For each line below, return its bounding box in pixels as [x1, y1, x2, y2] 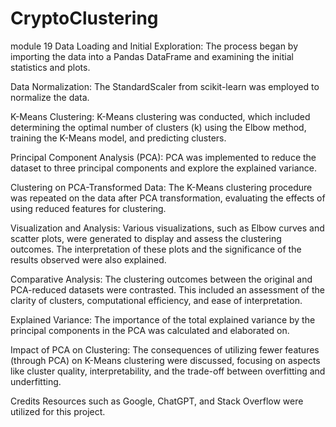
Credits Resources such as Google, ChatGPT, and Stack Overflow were [10, 395, 304, 407]
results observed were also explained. [10, 253, 167, 266]
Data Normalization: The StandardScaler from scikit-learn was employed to [10, 80, 320, 92]
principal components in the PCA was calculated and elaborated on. [10, 324, 290, 336]
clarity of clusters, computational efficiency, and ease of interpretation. [10, 294, 303, 306]
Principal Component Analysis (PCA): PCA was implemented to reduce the [10, 151, 317, 163]
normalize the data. [10, 91, 90, 103]
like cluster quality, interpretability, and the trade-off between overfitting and [10, 365, 326, 377]
